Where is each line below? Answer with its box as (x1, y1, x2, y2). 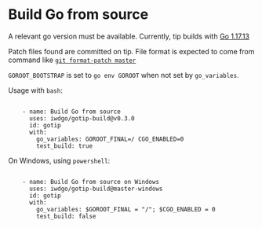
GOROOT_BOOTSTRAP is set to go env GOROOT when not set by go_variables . (8, 70, 239, 79)
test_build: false (36, 212, 96, 220)
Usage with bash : (8, 85, 63, 95)
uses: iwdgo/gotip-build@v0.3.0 (28, 114, 135, 123)
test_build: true (36, 142, 93, 150)
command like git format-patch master (8, 55, 136, 64)
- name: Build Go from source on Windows (22, 178, 159, 186)
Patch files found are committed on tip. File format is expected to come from (8, 46, 255, 56)
